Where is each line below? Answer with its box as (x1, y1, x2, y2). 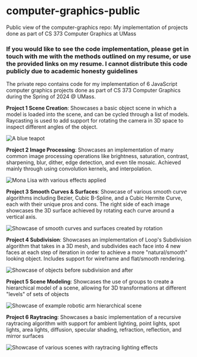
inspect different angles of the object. (6, 123, 98, 131)
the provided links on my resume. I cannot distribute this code (6, 59, 188, 67)
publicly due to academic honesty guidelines (6, 67, 138, 75)
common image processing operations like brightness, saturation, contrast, (6, 153, 189, 160)
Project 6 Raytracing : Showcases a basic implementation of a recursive (6, 314, 182, 321)
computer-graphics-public (6, 4, 140, 18)
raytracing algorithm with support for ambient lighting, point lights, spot (6, 320, 180, 327)
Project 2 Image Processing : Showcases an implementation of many (6, 146, 174, 153)
